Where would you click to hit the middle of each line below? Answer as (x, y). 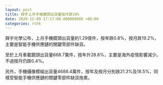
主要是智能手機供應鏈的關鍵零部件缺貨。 (46, 44)
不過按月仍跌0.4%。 (26, 61)
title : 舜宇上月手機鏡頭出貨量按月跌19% (42, 14)
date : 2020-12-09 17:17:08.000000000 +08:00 (52, 19)
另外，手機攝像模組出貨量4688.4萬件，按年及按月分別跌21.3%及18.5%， (80, 72)
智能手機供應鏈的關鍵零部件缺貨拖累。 (53, 78)
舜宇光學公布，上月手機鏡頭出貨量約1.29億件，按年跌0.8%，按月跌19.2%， (82, 38)
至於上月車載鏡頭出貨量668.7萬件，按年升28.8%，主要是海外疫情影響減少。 (83, 55)
